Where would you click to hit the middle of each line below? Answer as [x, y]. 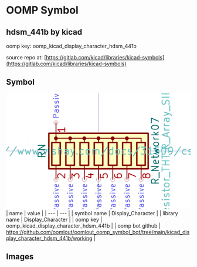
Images [20, 257]
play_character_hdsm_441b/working [49, 238]
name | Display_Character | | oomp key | [54, 219]
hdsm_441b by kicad [44, 32]
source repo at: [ [26, 57]
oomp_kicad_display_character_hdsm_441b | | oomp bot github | [84, 226]
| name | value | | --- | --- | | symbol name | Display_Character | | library [92, 213]
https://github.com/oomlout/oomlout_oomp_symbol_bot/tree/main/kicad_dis [98, 232]
